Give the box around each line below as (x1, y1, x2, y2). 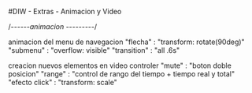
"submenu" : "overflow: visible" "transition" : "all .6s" (8, 46, 180, 54)
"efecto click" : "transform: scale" (8, 78, 118, 87)
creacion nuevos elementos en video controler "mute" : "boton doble (8, 61, 232, 70)
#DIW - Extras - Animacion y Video (8, 7, 122, 16)
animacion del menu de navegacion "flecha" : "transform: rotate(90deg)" (8, 37, 246, 46)
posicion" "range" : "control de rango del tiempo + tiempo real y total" (8, 69, 235, 78)
